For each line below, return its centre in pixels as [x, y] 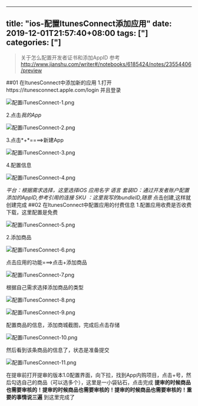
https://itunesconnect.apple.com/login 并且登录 [64, 90]
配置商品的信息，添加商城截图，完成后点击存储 [63, 325]
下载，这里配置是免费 [32, 212]
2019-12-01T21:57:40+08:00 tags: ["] [77, 33]
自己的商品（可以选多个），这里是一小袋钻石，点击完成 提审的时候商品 [106, 382]
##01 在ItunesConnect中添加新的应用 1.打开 [59, 82]
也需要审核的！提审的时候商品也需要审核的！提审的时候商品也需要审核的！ [96, 390]
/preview [31, 70]
